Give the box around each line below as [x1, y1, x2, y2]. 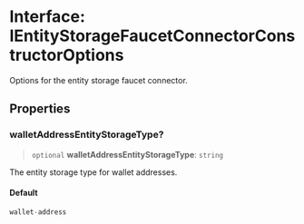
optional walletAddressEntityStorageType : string [31, 149, 224, 160]
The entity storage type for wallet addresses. [9, 166, 178, 178]
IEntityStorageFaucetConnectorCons [9, 25, 296, 46]
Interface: [9, 6, 86, 27]
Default [9, 188, 38, 199]
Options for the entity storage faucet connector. [9, 74, 188, 85]
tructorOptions [9, 45, 124, 65]
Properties [9, 102, 71, 117]
